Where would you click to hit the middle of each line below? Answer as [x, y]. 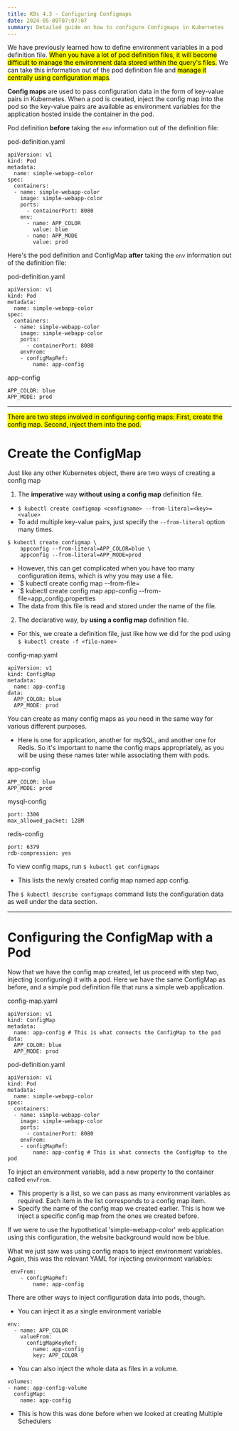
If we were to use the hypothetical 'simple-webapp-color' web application [116, 1230]
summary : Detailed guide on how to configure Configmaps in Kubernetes [116, 27]
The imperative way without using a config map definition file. [110, 494]
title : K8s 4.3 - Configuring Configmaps [70, 14]
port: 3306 [23, 815]
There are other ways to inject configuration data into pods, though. [107, 1298]
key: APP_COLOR [55, 1355]
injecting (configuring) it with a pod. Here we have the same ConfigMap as [117, 979]
